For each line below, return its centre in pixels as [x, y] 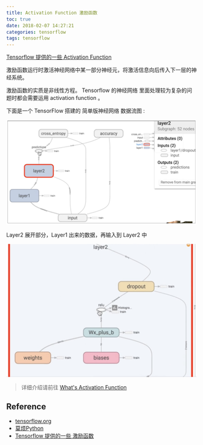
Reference [26, 407]
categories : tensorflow [36, 32]
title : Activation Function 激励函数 [52, 13]
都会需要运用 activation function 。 [60, 98]
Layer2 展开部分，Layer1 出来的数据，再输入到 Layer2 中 [77, 235]
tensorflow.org [33, 421]
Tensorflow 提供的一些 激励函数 [54, 436]
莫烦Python [29, 428]
